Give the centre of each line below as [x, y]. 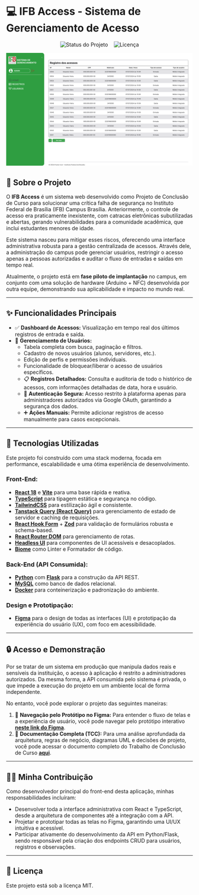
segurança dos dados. [51, 406]
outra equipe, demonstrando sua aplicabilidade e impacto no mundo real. [95, 289]
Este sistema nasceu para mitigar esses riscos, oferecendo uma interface [96, 239]
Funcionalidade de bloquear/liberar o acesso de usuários [93, 366]
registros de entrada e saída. [50, 334]
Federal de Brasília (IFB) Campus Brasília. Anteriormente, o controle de [92, 209]
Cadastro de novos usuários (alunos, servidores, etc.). [90, 353]
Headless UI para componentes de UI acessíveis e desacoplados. [95, 542]
